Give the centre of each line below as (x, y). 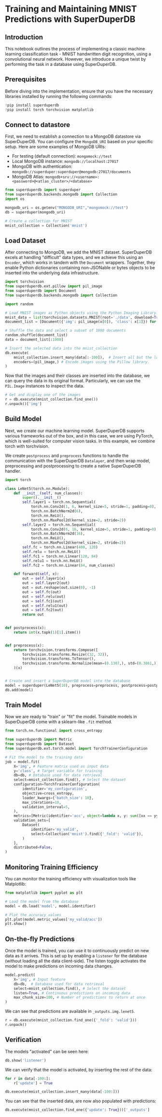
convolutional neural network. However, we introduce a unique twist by (75, 59)
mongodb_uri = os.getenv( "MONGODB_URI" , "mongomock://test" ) (67, 208)
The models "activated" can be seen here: (47, 1052)
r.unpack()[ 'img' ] (23, 404)
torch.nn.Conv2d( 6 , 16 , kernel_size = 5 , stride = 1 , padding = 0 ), (94, 529)
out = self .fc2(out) (43, 610)
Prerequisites (26, 79)
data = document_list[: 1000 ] (34, 340)
